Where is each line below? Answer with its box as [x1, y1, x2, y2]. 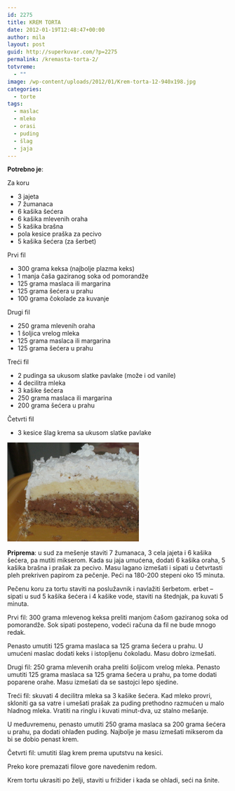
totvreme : [7, 63, 36, 70]
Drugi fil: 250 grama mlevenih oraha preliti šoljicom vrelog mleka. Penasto [7, 663, 220, 671]
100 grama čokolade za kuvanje [17, 294, 109, 303]
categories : [7, 85, 42, 93]
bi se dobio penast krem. [7, 735, 79, 744]
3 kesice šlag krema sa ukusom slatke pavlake [17, 429, 152, 437]
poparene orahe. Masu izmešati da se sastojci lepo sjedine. [7, 678, 179, 686]
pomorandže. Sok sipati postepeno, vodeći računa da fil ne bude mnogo [7, 621, 216, 629]
